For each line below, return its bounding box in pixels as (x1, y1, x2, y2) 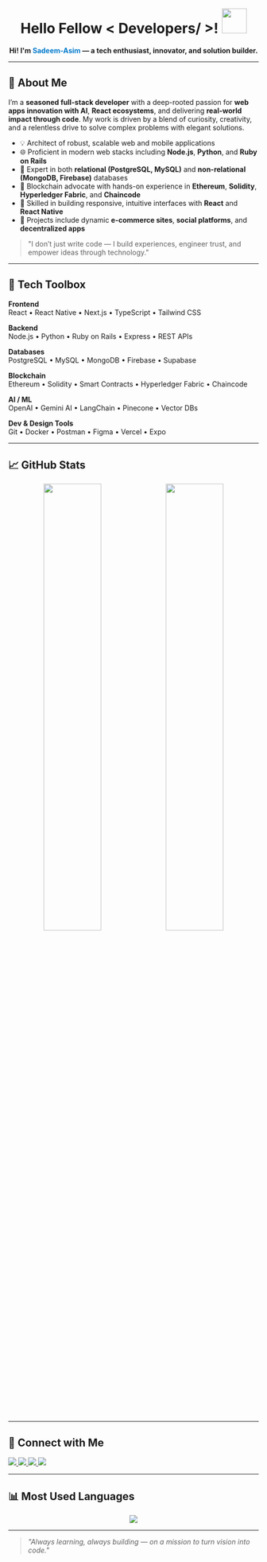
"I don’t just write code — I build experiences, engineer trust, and (27, 239, 242, 248)
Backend (8, 323, 38, 332)
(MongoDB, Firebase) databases (19, 173, 129, 182)
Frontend (8, 299, 40, 309)
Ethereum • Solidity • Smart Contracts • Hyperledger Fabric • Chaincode (8, 379, 248, 389)
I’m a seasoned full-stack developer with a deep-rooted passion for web (8, 97, 249, 107)
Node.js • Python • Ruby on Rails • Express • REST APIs (8, 331, 193, 341)
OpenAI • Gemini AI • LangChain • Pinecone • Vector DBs (8, 402, 199, 413)
